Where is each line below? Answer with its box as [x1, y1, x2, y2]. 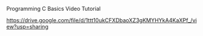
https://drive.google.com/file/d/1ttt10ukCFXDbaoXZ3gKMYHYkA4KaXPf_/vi [6, 17, 197, 23]
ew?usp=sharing [6, 23, 49, 30]
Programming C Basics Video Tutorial [6, 5, 101, 12]
